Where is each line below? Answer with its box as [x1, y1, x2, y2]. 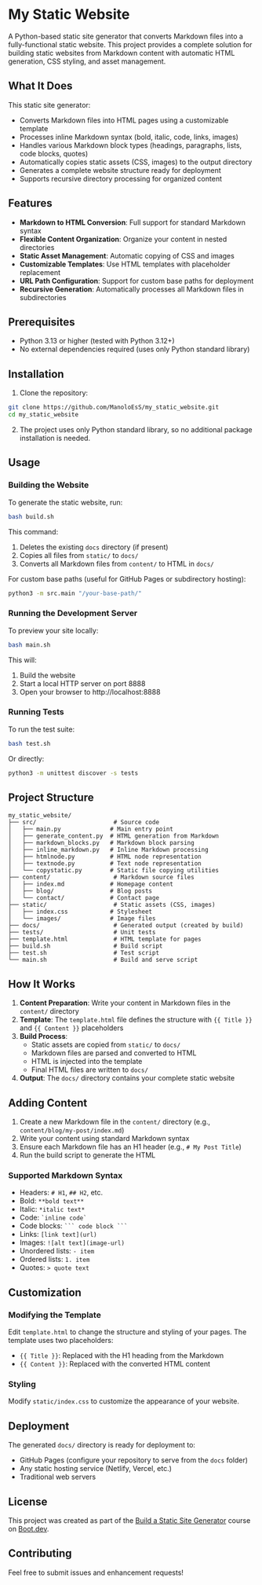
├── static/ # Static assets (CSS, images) [8, 901, 216, 909]
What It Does [8, 79, 73, 93]
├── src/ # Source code [8, 819, 159, 827]
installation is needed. [19, 433, 91, 442]
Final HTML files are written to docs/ [31, 1065, 149, 1074]
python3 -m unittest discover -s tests [8, 769, 139, 777]
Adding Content [8, 1096, 88, 1110]
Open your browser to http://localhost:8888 [19, 687, 161, 696]
